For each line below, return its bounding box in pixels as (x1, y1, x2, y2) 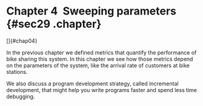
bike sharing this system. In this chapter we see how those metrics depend (6, 55, 193, 62)
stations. (6, 68, 28, 75)
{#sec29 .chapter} (6, 17, 102, 31)
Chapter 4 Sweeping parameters (6, 4, 177, 18)
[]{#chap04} (6, 37, 38, 44)
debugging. (6, 93, 35, 100)
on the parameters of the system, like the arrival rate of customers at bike (6, 62, 190, 69)
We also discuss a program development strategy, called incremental (6, 80, 179, 87)
